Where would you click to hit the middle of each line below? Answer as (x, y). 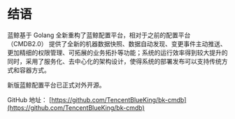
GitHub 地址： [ (29, 99)
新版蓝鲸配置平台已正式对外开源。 (56, 85)
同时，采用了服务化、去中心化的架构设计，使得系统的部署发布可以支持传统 (114, 61)
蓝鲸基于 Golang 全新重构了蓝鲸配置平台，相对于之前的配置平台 (99, 35)
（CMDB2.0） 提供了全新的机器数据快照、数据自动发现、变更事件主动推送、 (117, 43)
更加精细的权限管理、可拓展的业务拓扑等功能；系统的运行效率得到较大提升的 (117, 52)
